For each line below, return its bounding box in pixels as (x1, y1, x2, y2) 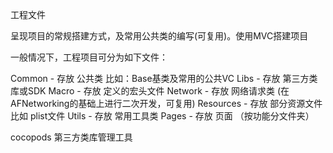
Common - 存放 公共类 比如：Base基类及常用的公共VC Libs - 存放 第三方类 (10, 73, 318, 84)
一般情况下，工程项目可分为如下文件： (10, 51, 168, 63)
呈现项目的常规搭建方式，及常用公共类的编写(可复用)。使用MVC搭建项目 (10, 30, 309, 42)
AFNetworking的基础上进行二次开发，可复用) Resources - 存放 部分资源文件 (10, 98, 323, 109)
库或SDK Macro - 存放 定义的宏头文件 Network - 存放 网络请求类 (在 (10, 85, 290, 97)
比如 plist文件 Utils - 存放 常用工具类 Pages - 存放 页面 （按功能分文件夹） (10, 110, 315, 122)
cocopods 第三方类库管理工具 (10, 131, 133, 143)
